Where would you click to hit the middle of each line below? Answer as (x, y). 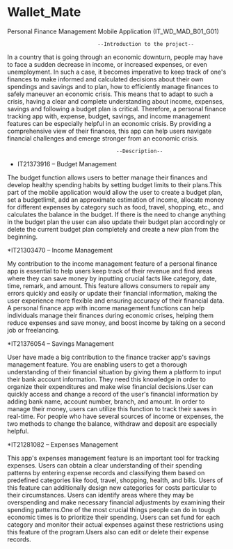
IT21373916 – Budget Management (67, 164)
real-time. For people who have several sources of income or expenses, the (115, 416)
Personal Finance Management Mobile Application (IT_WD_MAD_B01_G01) (113, 31)
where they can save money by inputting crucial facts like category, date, (112, 278)
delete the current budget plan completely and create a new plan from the (113, 229)
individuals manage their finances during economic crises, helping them (111, 315)
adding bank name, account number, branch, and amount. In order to (106, 401)
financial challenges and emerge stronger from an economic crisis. (103, 138)
